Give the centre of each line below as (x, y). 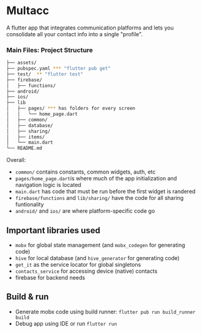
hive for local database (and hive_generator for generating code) (97, 258)
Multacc (28, 11)
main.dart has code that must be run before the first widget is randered (105, 191)
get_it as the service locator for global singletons (78, 265)
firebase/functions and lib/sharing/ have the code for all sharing (99, 198)
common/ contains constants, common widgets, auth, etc (85, 172)
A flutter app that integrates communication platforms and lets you (90, 28)
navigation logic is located (48, 185)
